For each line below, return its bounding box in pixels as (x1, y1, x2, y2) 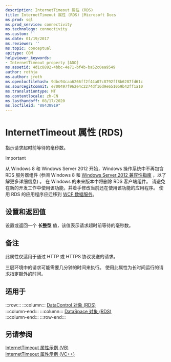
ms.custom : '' (5, 31, 36, 36)
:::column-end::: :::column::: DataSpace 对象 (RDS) (5, 308, 112, 314)
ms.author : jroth (5, 74, 42, 80)
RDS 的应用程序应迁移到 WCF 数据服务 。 (11, 191, 97, 198)
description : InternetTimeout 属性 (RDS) (5, 7, 94, 13)
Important (5, 155, 26, 161)
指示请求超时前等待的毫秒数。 (5, 145, 68, 151)
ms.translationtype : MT (5, 88, 56, 94)
